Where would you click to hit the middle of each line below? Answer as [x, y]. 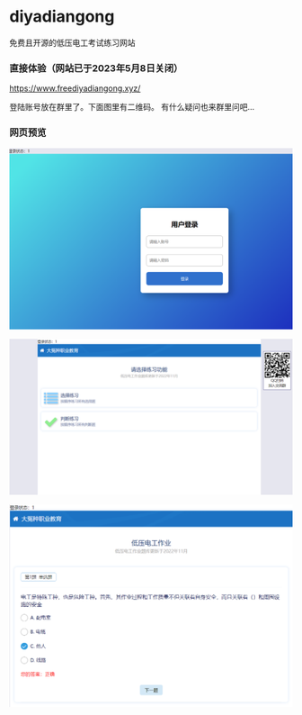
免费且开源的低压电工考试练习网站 [72, 42]
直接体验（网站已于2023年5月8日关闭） [96, 68]
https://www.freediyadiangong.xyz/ [75, 88]
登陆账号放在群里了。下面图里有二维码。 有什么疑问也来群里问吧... [132, 107]
